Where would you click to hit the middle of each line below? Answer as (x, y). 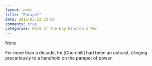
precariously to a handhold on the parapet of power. (59, 58)
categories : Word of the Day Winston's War (51, 29)
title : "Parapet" (23, 15)
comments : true (21, 24)
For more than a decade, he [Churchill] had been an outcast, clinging (76, 53)
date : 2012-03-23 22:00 (30, 19)
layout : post (19, 10)
